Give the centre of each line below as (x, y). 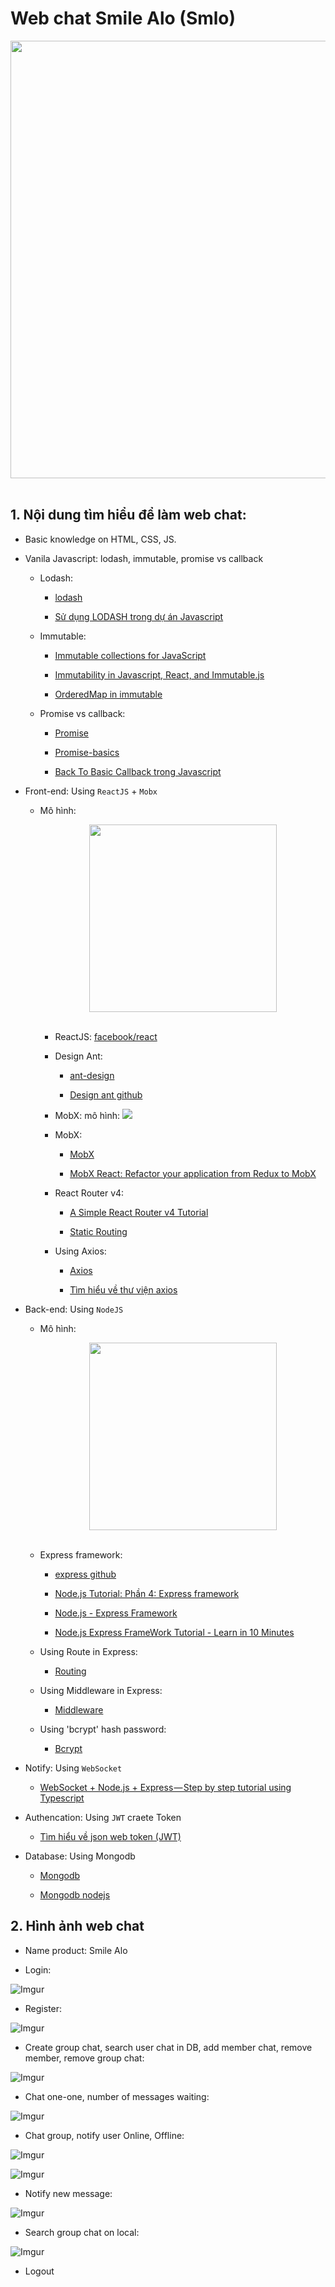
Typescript (62, 1798)
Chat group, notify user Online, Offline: (104, 2135)
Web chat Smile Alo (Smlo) (123, 18)
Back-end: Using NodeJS (74, 1309)
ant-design (92, 1075)
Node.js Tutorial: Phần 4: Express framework (147, 1593)
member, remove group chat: (84, 2058)
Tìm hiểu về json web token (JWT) (110, 1836)
